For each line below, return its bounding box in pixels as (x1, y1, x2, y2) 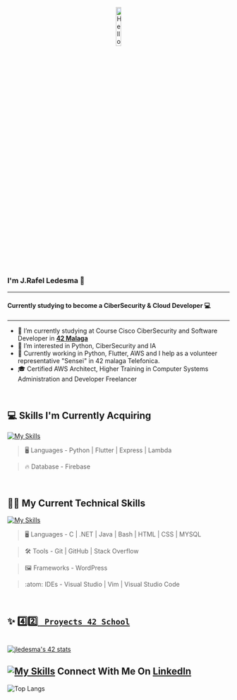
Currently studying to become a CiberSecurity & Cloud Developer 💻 (7, 301, 211, 309)
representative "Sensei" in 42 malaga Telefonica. (17, 356, 160, 365)
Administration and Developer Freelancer (17, 374, 138, 383)
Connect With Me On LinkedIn (57, 665, 192, 677)
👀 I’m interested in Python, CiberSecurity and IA (17, 341, 157, 350)
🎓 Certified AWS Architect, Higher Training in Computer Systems (17, 365, 209, 373)
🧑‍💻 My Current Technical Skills (7, 497, 146, 509)
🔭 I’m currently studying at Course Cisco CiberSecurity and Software (17, 326, 218, 335)
